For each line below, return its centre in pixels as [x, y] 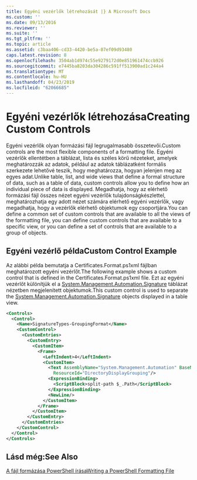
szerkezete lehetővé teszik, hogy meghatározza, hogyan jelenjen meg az [94, 170]
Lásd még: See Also [42, 457]
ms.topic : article [28, 45]
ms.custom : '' [23, 17]
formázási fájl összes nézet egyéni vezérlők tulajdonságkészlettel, [86, 195]
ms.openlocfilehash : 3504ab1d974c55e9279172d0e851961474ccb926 [85, 60]
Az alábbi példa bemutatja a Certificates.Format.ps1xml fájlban [81, 265]
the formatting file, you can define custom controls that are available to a [94, 220]
